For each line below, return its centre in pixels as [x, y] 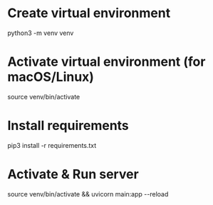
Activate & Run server [73, 174]
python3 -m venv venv [41, 33]
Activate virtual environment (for [106, 62]
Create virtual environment [89, 13]
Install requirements [68, 126]
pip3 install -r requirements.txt [52, 145]
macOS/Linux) [51, 77]
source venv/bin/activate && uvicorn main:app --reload [88, 194]
